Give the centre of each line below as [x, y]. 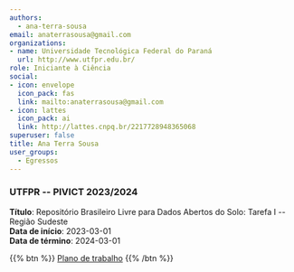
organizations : [38, 43]
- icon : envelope [42, 85]
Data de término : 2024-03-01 [65, 240]
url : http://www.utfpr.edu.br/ [76, 60]
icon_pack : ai [44, 118]
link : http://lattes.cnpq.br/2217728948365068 [107, 127]
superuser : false [42, 136]
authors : [26, 18]
